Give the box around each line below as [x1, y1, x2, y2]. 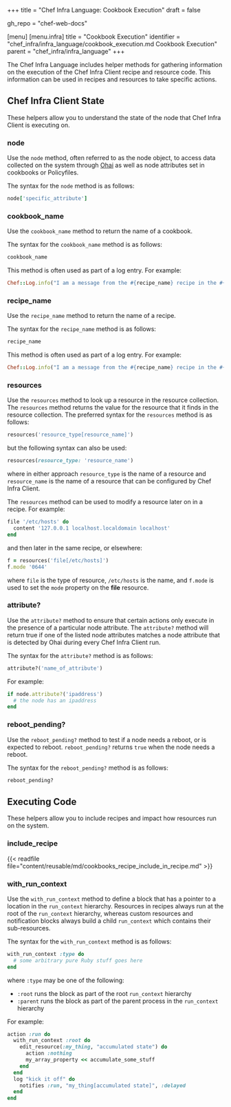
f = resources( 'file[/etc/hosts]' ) [7, 557, 109, 564]
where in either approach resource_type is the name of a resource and [7, 470, 206, 478]
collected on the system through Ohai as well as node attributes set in [7, 161, 205, 170]
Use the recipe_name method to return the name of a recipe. [7, 312, 177, 320]
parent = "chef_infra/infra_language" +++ [7, 48, 125, 55]
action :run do [7, 1030, 51, 1037]
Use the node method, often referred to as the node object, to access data [7, 154, 216, 162]
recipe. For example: [7, 505, 65, 513]
